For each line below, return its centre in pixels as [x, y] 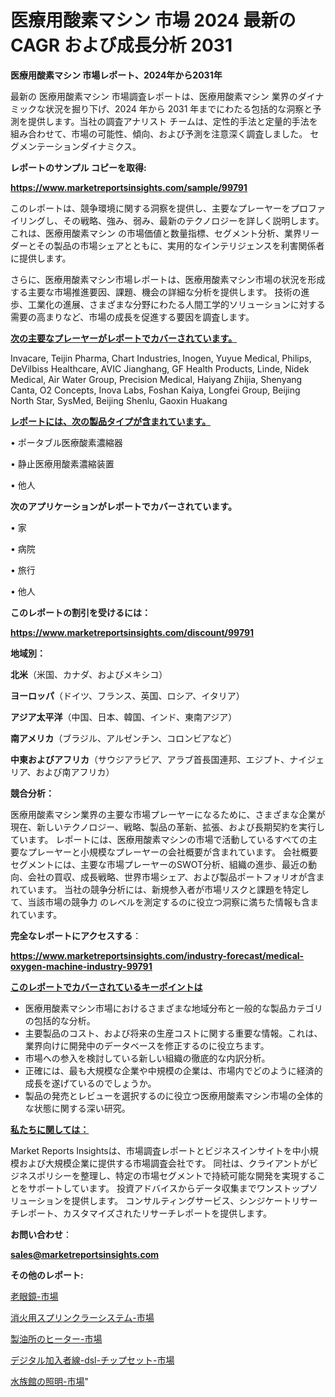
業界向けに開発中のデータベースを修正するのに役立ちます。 [147, 1045]
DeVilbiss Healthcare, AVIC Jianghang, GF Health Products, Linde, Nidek [160, 368]
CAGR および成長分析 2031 [121, 45]
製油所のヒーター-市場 [56, 1338]
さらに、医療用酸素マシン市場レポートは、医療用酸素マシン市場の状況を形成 [168, 279]
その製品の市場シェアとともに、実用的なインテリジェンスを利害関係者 [180, 245]
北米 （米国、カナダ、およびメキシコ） [89, 674]
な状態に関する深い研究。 [77, 1108]
